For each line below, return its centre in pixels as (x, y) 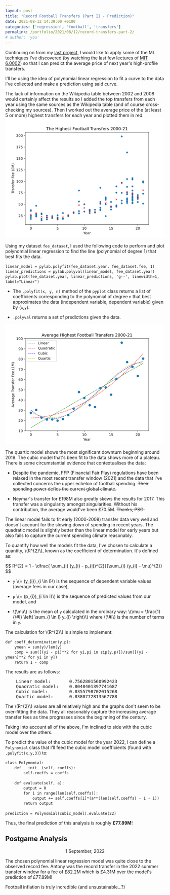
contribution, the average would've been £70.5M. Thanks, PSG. (79, 509)
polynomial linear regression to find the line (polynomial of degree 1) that (81, 251)
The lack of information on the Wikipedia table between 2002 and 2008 (80, 94)
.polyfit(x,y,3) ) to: (27, 753)
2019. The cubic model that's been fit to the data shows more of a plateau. (83, 457)
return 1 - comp (32, 662)
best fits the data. (24, 257)
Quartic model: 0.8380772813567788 (67, 696)
